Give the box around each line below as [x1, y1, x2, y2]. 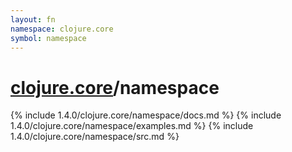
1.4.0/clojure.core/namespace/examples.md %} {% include [10, 120, 254, 132]
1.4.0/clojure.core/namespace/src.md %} [10, 131, 180, 143]
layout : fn [10, 14, 56, 25]
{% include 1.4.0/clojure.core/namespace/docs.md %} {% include [10, 109, 282, 121]
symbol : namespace [10, 33, 87, 43]
